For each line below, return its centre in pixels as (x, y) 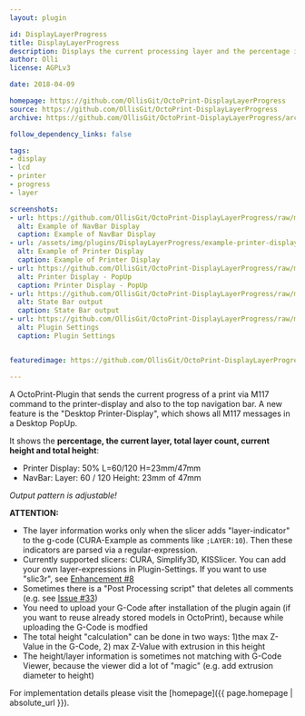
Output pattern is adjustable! (64, 495)
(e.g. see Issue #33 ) (60, 598)
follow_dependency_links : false (70, 134)
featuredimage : (38, 360)
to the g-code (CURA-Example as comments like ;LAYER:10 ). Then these (157, 540)
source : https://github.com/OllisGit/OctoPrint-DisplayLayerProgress (144, 109)
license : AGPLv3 (40, 68)
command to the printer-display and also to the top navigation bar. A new (146, 403)
